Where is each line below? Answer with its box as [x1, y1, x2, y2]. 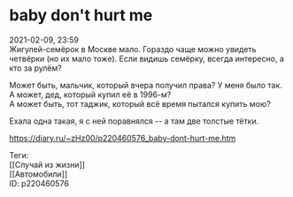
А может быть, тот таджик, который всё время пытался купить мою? [9, 98, 272, 109]
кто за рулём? [9, 63, 62, 73]
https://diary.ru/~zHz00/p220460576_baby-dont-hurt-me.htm [9, 133, 236, 143]
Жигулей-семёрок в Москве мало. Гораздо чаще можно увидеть [9, 43, 257, 54]
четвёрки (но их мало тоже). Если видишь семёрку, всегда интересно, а [9, 53, 285, 64]
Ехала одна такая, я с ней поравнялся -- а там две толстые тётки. [9, 116, 259, 126]
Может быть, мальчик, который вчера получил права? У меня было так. [9, 80, 283, 90]
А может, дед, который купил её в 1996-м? [9, 89, 172, 100]
